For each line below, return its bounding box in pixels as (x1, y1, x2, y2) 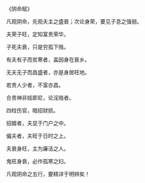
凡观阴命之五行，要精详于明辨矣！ (6, 170, 90, 178)
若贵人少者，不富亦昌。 (6, 81, 64, 89)
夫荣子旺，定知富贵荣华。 (6, 30, 69, 38)
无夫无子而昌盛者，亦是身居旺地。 (6, 69, 90, 76)
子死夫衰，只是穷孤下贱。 (6, 44, 69, 50)
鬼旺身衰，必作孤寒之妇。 (6, 158, 69, 164)
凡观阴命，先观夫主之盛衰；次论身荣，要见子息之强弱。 (6, 18, 142, 25)
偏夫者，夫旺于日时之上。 (6, 132, 69, 139)
